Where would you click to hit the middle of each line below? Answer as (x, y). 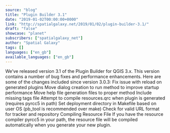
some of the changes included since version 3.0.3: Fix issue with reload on (83, 82)
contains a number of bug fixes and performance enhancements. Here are (83, 77)
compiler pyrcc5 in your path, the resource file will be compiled (72, 120)
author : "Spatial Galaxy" (33, 43)
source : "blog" (21, 10)
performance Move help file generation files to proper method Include (78, 93)
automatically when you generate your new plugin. (58, 125)
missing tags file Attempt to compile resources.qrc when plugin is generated (85, 98)
